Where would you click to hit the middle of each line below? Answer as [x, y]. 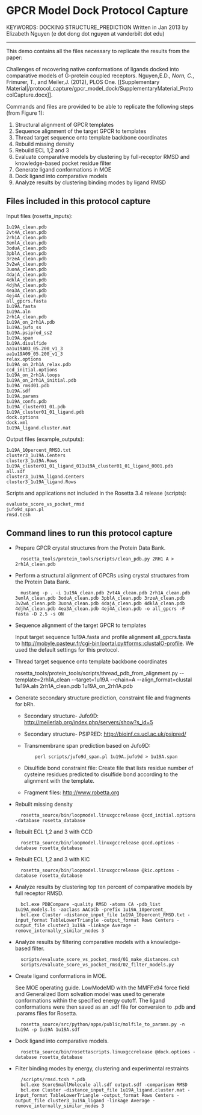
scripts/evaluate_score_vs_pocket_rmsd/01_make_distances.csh [100, 959]
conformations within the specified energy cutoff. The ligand [90, 1000]
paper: [14, 57]
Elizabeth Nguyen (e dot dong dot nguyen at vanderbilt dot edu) [85, 33]
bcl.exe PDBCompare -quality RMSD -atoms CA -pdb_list [91, 904]
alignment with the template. [59, 780]
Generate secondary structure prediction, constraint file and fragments [103, 698]
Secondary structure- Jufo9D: [61, 716]
